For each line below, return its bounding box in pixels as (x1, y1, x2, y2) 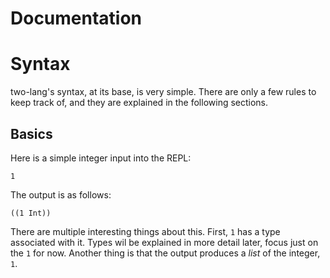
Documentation (10, 7, 143, 30)
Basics (10, 125, 53, 142)
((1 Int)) (10, 208, 52, 218)
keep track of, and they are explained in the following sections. (10, 97, 269, 109)
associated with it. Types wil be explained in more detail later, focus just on (10, 236, 319, 248)
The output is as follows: (10, 188, 112, 201)
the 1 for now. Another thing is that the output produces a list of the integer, (10, 247, 321, 259)
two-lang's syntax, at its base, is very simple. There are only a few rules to (10, 86, 317, 98)
